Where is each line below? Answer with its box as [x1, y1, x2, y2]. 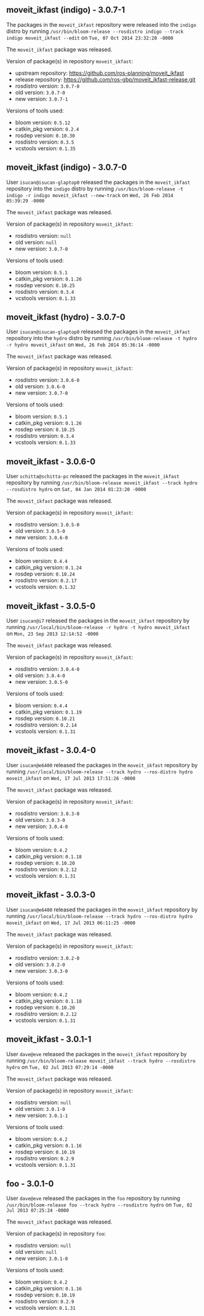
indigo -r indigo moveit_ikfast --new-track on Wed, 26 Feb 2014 [6, 191, 174, 198]
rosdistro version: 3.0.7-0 [15, 82, 80, 89]
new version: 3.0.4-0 [15, 823, 68, 830]
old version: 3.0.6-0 [15, 383, 66, 390]
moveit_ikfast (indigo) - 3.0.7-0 [6, 162, 127, 173]
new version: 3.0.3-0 [15, 967, 68, 974]
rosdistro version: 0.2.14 [15, 721, 77, 729]
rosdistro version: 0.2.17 [15, 577, 77, 584]
